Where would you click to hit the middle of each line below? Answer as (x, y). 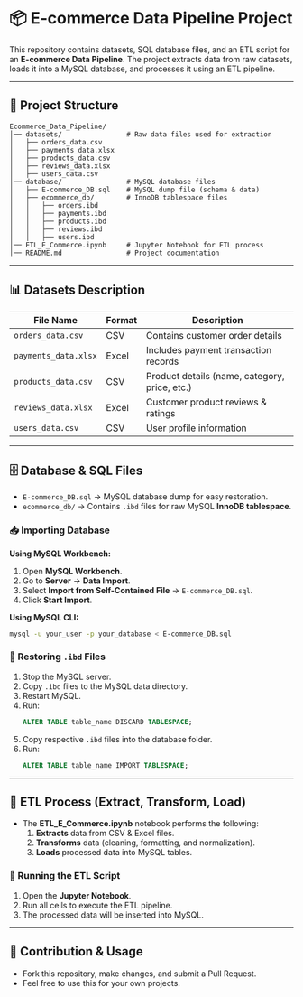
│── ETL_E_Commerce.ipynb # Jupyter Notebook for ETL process (137, 245)
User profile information (196, 428)
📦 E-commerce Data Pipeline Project (151, 19)
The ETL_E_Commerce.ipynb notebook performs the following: (140, 824)
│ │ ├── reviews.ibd (56, 229)
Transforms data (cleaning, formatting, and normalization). (145, 843)
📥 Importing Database (60, 530)
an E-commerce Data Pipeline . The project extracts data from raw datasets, (151, 59)
